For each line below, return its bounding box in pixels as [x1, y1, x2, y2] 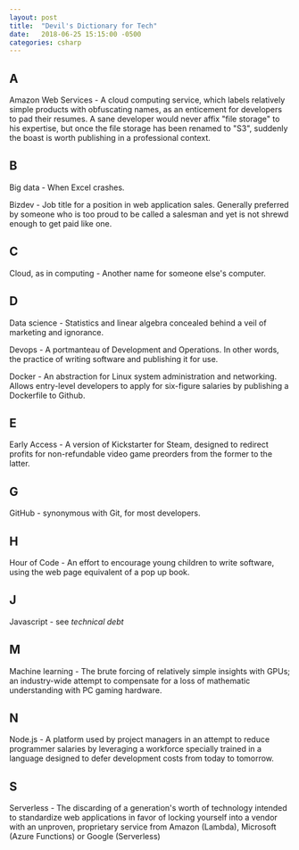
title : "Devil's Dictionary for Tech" [9, 21, 158, 30]
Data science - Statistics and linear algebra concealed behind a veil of [9, 318, 267, 328]
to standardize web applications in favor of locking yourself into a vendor [9, 813, 278, 823]
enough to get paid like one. [9, 218, 112, 228]
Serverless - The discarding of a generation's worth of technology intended [9, 803, 287, 813]
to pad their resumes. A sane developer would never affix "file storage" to [9, 113, 280, 125]
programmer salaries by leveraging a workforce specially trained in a [9, 744, 262, 755]
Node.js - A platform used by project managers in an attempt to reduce [9, 734, 270, 745]
